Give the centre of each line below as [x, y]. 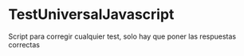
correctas [24, 44]
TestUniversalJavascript [91, 15]
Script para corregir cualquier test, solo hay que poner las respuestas [122, 36]
